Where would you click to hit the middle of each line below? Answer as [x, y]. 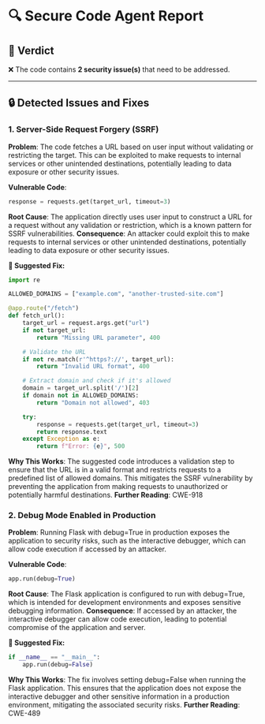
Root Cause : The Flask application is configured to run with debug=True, [127, 594]
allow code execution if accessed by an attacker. [88, 549]
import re [24, 280]
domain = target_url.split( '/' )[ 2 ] [81, 388]
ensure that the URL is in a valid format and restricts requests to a [115, 470]
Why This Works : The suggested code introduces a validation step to [121, 461]
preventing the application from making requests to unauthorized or [118, 487]
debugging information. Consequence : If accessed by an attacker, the [123, 611]
